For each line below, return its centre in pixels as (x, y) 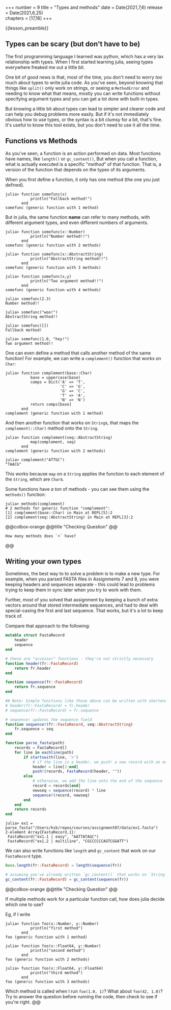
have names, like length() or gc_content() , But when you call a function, (81, 159)
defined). (15, 185)
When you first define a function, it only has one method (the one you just (83, 179)
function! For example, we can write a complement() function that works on (83, 358)
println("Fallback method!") (61, 198)
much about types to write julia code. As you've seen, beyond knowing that (84, 82)
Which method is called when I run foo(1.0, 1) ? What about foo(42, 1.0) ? (84, 991)
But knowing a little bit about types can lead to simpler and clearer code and (85, 109)
